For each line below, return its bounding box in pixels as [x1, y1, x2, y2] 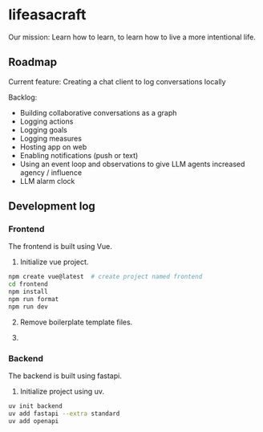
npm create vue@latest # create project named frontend [8, 273, 203, 281]
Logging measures [19, 133, 83, 143]
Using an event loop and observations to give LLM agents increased [19, 159, 245, 169]
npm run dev [8, 303, 48, 311]
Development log [8, 199, 96, 214]
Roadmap [8, 55, 58, 69]
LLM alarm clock [19, 176, 75, 185]
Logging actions [19, 116, 74, 126]
